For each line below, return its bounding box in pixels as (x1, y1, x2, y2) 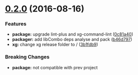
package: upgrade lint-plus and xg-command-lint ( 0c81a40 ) (12, 31, 134, 37)
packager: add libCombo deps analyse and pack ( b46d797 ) (12, 37, 133, 42)
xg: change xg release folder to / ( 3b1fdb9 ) (12, 42, 98, 48)
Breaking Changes (5, 54, 50, 61)
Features (5, 21, 27, 27)
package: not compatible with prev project (12, 64, 98, 70)
